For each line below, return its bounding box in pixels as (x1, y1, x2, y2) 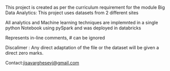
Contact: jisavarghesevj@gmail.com (5, 60, 79, 65)
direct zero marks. (5, 50, 44, 56)
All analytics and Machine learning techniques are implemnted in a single (5, 20, 158, 25)
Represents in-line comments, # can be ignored (5, 35, 105, 41)
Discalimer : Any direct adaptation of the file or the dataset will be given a (5, 45, 159, 50)
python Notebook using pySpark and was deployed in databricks (5, 25, 141, 31)
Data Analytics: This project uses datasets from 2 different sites (5, 10, 139, 16)
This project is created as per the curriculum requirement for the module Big (5, 5, 165, 10)
